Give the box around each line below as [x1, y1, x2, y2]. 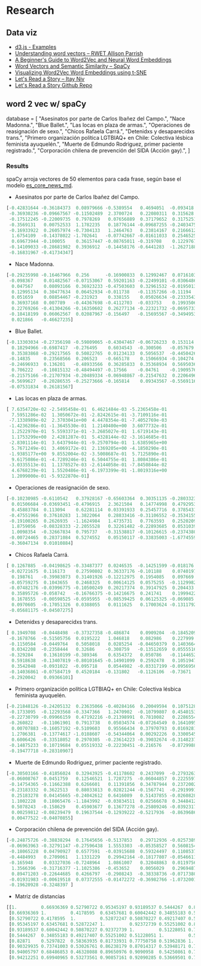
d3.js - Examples [14, 43, 57, 50]
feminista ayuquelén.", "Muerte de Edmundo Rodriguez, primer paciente [6, 140, 184, 148]
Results [6, 161, 29, 170]
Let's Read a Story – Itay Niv [14, 76, 85, 82]
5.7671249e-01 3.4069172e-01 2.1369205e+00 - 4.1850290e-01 [11, 445, 167, 451]
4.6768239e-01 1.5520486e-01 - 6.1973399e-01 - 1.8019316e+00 [11, 467, 167, 474]
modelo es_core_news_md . [6, 182, 74, 189]
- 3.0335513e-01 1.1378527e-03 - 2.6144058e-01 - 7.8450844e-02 [8, 462, 167, 468]
